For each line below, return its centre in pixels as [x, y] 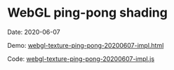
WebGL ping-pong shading [88, 13]
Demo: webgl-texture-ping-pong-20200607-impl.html [86, 45]
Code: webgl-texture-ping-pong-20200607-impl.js [81, 59]
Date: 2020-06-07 [34, 32]
